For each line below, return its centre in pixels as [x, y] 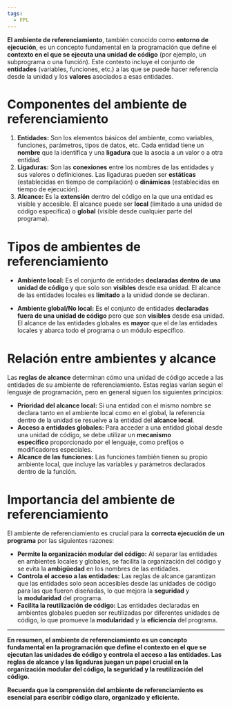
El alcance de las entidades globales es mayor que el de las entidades [117, 323]
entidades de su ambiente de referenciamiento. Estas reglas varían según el [115, 385]
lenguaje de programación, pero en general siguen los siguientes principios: [115, 392]
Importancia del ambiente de [91, 500]
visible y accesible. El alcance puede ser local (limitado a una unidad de [119, 204]
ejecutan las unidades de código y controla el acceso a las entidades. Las [115, 655]
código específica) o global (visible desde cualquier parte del [105, 211]
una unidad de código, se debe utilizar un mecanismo [94, 435]
